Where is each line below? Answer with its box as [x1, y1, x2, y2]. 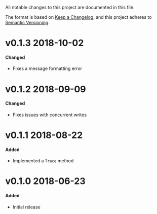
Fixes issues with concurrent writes [12, 112, 87, 118]
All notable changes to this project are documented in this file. [5, 5, 135, 10]
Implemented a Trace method [12, 158, 74, 164]
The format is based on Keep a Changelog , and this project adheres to [5, 14, 152, 20]
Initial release [12, 204, 41, 210]
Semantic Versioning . [5, 20, 50, 25]
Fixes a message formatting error [12, 65, 83, 72]
